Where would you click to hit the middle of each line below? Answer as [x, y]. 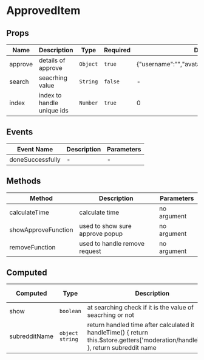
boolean [70, 311]
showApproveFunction [42, 230]
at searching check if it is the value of [141, 308]
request [90, 251]
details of [52, 60]
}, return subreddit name [122, 348]
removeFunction [32, 247]
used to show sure [105, 226]
